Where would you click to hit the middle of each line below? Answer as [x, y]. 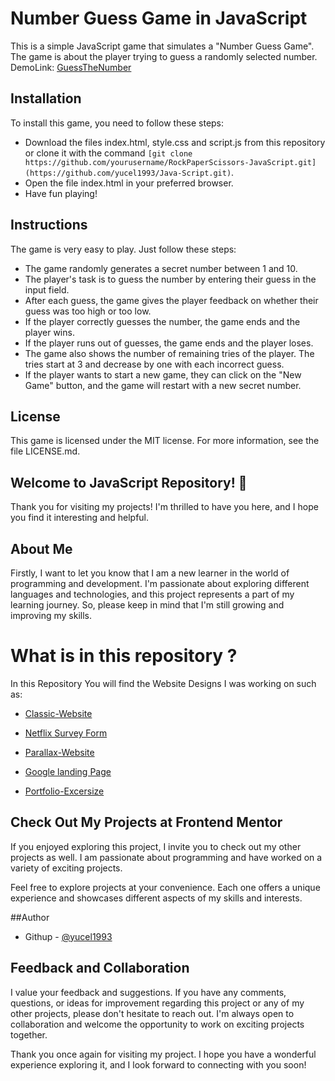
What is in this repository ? [124, 656]
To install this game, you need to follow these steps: [117, 123]
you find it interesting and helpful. [80, 518]
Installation [46, 98]
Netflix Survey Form [66, 733]
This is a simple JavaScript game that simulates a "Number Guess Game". [162, 46]
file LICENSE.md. [45, 451]
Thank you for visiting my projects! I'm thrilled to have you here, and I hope [164, 507]
